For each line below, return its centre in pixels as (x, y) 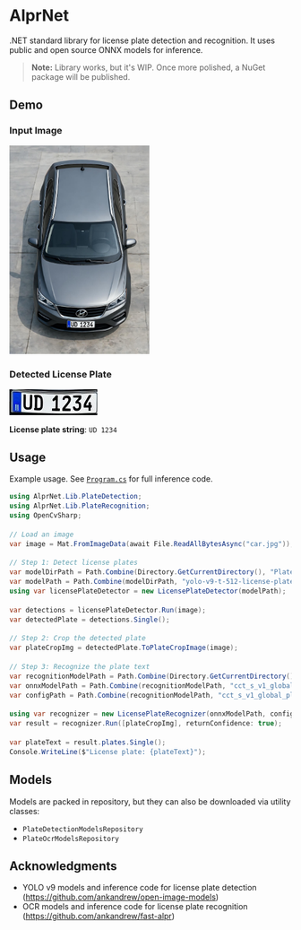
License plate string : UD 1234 (64, 429)
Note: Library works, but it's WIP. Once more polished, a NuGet (148, 67)
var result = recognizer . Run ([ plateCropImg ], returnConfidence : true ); (146, 724)
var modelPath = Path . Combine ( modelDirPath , (94, 582)
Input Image (36, 131)
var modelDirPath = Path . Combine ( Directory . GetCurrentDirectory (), (138, 572)
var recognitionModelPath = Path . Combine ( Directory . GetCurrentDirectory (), (154, 676)
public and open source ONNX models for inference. (106, 49)
